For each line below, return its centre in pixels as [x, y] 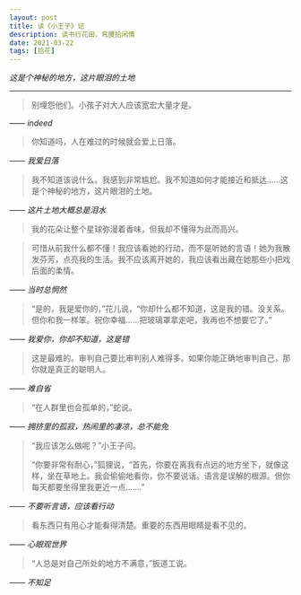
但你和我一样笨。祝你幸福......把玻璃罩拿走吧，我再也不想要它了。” [152, 320]
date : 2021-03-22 [42, 43]
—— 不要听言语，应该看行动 [61, 506]
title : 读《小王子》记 [47, 26]
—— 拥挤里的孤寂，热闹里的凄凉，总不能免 [89, 426]
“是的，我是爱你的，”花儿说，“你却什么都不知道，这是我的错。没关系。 [160, 309]
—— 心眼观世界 [38, 545]
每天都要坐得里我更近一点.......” [88, 487]
